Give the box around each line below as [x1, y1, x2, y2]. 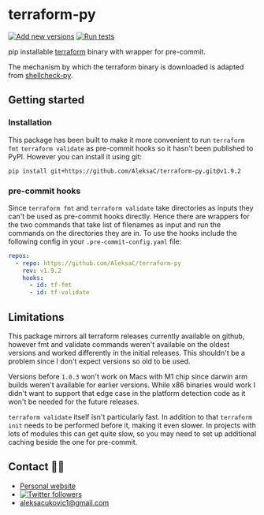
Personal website [19, 481, 76, 491]
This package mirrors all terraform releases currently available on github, [8, 331, 245, 341]
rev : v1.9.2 [22, 267, 61, 274]
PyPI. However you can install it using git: [8, 151, 143, 161]
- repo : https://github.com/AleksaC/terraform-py [15, 259, 181, 267]
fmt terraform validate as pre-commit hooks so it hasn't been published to [8, 144, 254, 153]
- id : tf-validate [28, 289, 90, 297]
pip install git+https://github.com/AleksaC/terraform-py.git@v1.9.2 [8, 167, 242, 175]
